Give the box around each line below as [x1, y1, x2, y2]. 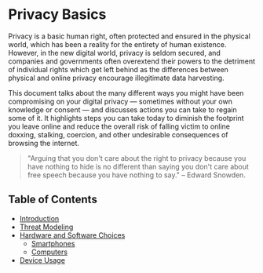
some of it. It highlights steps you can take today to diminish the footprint [8, 113, 245, 122]
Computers [31, 247, 68, 257]
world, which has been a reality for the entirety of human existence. [8, 39, 227, 49]
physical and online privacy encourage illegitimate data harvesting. [8, 73, 225, 82]
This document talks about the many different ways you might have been [8, 88, 244, 97]
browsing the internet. [8, 138, 80, 147]
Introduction [19, 213, 60, 223]
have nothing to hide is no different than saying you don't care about [27, 162, 250, 171]
